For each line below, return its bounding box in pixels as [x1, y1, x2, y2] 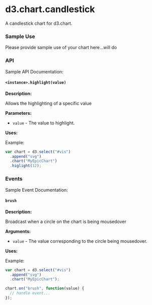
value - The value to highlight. [12, 120, 75, 126]
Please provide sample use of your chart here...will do [5, 45, 117, 51]
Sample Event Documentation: [5, 187, 68, 193]
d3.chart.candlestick [5, 4, 95, 15]
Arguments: [5, 228, 31, 234]
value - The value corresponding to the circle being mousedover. [12, 238, 147, 244]
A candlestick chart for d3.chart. [5, 20, 72, 26]
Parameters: [5, 110, 32, 116]
